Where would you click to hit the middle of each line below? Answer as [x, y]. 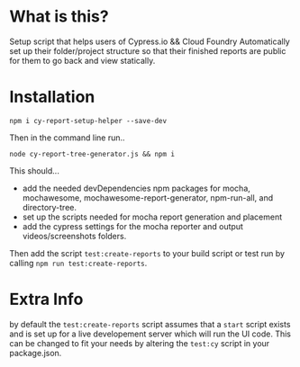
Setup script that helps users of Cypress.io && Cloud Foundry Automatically [150, 41]
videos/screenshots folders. [74, 236]
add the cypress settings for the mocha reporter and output [132, 226]
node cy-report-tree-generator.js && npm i [92, 154]
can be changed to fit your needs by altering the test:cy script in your [140, 343]
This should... [35, 170]
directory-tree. [50, 207]
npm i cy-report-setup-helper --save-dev [88, 121]
